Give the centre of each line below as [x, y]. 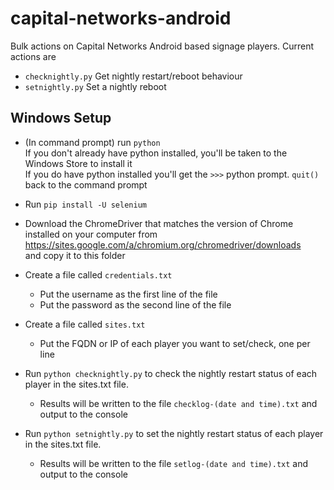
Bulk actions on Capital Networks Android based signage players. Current [162, 46]
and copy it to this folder [75, 255]
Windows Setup [61, 118]
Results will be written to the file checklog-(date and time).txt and [178, 403]
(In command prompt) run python [92, 142]
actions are [33, 56]
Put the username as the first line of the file [128, 294]
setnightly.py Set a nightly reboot [95, 86]
